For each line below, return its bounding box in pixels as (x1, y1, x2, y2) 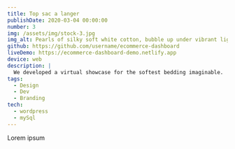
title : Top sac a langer (7, 10, 80, 17)
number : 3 (7, 23, 36, 30)
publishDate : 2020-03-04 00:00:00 (7, 17, 108, 24)
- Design (13, 82, 39, 89)
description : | (7, 62, 52, 69)
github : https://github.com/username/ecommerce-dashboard (7, 43, 180, 50)
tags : (7, 75, 23, 83)
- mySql (13, 114, 36, 121)
